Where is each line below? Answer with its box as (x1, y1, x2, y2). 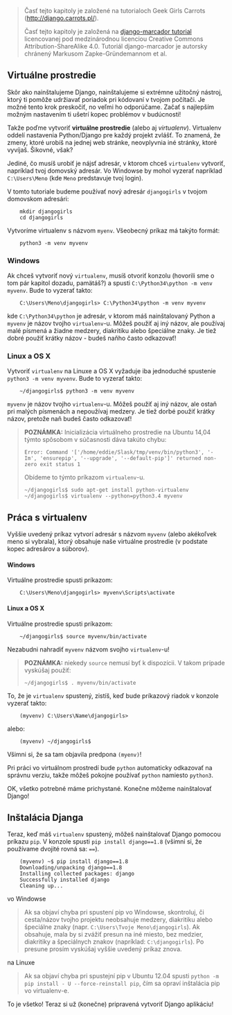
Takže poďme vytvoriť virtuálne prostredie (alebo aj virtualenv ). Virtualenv (7, 123, 222, 132)
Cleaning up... (19, 882, 64, 889)
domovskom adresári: (7, 194, 69, 203)
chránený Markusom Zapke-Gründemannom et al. (24, 49, 168, 58)
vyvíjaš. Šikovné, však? (7, 146, 73, 154)
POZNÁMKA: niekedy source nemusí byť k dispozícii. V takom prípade (24, 658, 225, 667)
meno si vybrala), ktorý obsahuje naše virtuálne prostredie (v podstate (7, 538, 208, 546)
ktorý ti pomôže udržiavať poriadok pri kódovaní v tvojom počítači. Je (7, 95, 206, 103)
